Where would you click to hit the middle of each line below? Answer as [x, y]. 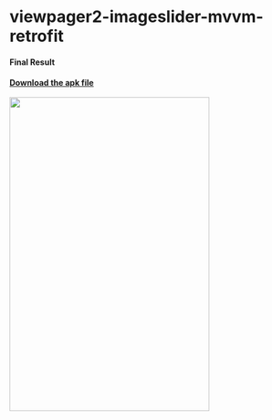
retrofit [37, 36]
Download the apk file [52, 83]
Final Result [32, 62]
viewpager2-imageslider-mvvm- [136, 17]
